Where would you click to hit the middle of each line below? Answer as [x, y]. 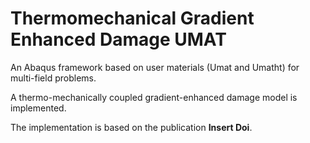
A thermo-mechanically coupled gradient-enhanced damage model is [154, 97]
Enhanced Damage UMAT [118, 39]
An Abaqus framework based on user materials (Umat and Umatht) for [155, 67]
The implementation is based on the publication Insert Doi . [131, 127]
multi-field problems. [53, 78]
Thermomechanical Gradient [132, 18]
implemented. [38, 108]
